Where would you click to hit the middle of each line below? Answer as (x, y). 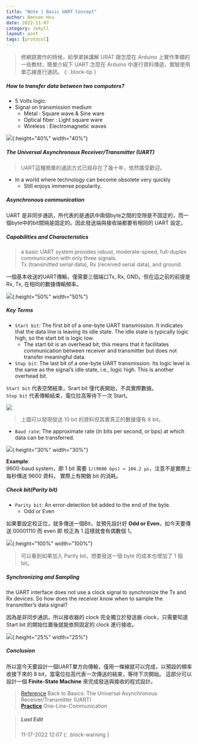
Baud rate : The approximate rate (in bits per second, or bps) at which (100, 431)
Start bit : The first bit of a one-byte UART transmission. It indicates (99, 325)
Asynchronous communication (45, 199)
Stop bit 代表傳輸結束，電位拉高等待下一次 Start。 (68, 395)
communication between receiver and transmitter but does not (100, 350)
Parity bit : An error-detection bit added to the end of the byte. (92, 505)
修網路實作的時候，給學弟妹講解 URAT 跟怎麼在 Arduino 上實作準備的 (105, 57)
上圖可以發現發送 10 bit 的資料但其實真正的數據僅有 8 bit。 (92, 419)
